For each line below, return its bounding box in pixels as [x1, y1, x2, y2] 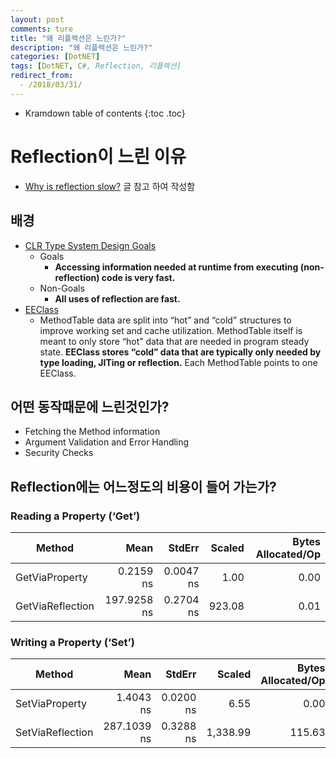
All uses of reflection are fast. [54, 292, 181, 305]
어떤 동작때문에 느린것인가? [10, 398, 170, 415]
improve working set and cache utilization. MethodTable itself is [39, 324, 303, 336]
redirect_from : [10, 71, 74, 81]
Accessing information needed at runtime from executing [54, 261, 299, 273]
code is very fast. [101, 271, 176, 283]
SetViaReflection [15, 726, 94, 740]
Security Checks [24, 447, 94, 459]
